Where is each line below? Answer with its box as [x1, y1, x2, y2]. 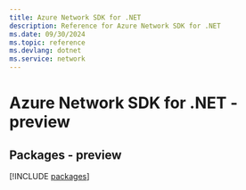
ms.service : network [9, 54, 86, 63]
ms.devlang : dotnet [9, 46, 82, 55]
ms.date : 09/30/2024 [9, 29, 86, 38]
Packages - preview [9, 147, 122, 162]
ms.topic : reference [9, 37, 86, 47]
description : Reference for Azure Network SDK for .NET [9, 21, 221, 30]
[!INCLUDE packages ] [9, 171, 90, 181]
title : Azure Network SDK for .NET [9, 12, 142, 22]
